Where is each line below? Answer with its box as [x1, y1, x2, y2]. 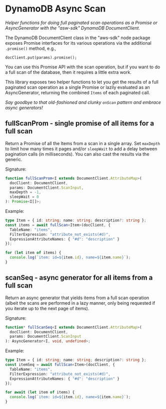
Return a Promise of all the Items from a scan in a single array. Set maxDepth [5, 140, 160, 146]
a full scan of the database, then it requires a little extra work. [5, 69, 131, 75]
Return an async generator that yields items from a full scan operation [5, 295, 149, 301]
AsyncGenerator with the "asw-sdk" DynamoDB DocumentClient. [5, 25, 140, 31]
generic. [5, 156, 22, 162]
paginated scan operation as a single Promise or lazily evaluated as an [5, 84, 150, 90]
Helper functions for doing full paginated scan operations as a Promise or [5, 20, 157, 26]
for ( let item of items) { [5, 250, 61, 255]
